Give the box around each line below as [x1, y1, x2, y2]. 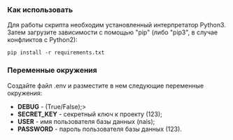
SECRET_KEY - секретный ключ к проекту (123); [17, 110, 162, 118]
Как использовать [7, 5, 73, 15]
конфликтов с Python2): [7, 36, 78, 44]
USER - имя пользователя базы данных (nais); [17, 117, 155, 125]
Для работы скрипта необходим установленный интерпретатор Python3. [7, 21, 226, 29]
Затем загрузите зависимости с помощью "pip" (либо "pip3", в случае [7, 28, 218, 36]
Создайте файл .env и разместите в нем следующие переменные [7, 81, 204, 90]
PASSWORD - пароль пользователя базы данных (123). [17, 125, 182, 133]
